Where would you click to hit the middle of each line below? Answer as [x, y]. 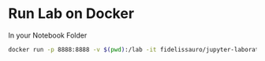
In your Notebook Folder [48, 35]
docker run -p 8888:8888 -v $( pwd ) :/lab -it [82, 49]
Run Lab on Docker [71, 14]
